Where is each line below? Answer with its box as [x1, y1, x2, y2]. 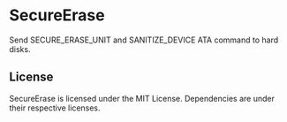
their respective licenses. [9, 103, 101, 113]
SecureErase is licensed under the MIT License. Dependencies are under [9, 93, 276, 103]
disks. [9, 43, 31, 54]
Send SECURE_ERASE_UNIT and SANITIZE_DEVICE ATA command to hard [9, 34, 279, 45]
